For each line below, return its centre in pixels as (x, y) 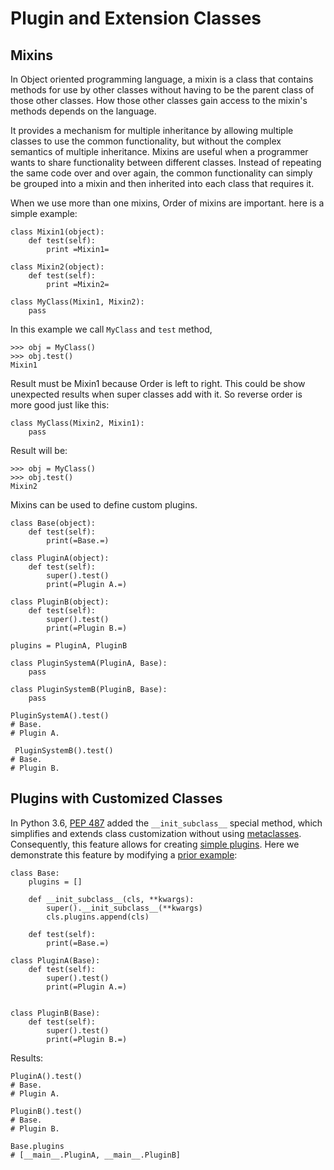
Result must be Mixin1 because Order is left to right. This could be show (158, 383)
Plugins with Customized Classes (116, 798)
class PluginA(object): (60, 558)
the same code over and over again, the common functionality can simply (161, 173)
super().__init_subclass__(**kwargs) (124, 908)
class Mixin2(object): (57, 267)
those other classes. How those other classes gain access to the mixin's (159, 100)
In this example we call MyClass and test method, (111, 329)
